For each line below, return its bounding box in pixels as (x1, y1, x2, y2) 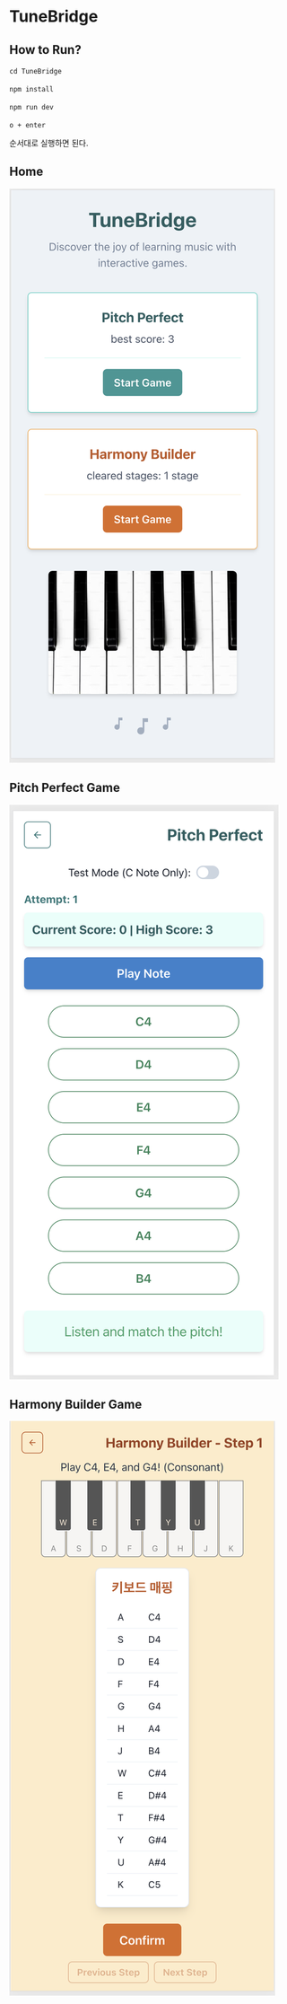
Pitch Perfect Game (9, 780, 121, 795)
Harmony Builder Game (9, 1397, 143, 1412)
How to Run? (9, 42, 83, 57)
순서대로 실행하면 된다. (9, 137, 89, 148)
